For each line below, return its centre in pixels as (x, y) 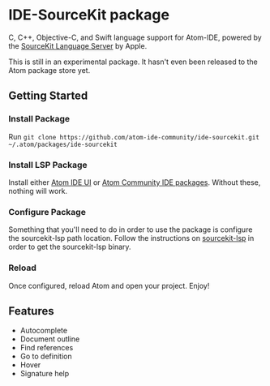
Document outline (50, 339)
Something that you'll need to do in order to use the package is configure (131, 229)
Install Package (39, 119)
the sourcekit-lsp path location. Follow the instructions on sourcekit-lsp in (131, 238)
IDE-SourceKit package (89, 15)
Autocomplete (43, 331)
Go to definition (46, 356)
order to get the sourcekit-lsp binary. (70, 247)
